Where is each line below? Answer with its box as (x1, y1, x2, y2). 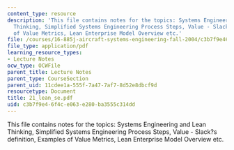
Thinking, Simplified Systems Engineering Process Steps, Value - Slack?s (7, 127, 217, 136)
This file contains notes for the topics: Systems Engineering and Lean (7, 120, 207, 128)
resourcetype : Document (7, 88, 77, 95)
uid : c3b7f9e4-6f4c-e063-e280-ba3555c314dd (7, 101, 136, 108)
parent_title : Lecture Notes (7, 68, 92, 75)
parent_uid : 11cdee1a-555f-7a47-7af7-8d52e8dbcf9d (7, 82, 157, 89)
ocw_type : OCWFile (7, 62, 61, 69)
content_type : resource (7, 10, 77, 17)
